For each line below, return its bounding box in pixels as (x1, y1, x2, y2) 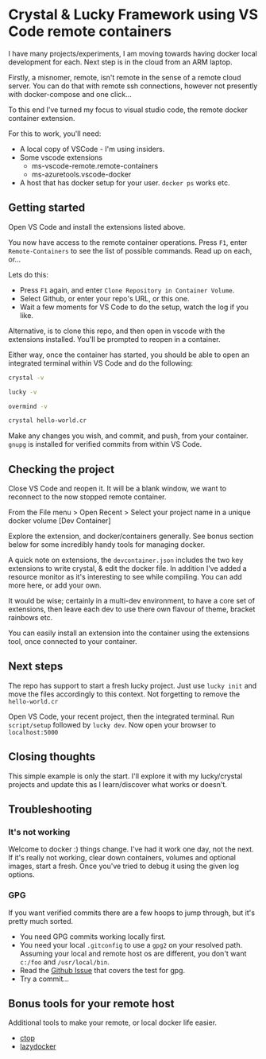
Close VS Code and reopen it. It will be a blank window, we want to (8, 483, 227, 494)
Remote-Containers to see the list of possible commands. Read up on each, (8, 246, 253, 255)
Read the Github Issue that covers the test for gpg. (19, 965, 185, 975)
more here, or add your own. (8, 580, 102, 590)
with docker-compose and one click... (8, 89, 133, 99)
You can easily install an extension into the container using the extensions (8, 628, 250, 638)
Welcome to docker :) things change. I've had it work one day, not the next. (8, 844, 254, 854)
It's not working (8, 827, 71, 837)
